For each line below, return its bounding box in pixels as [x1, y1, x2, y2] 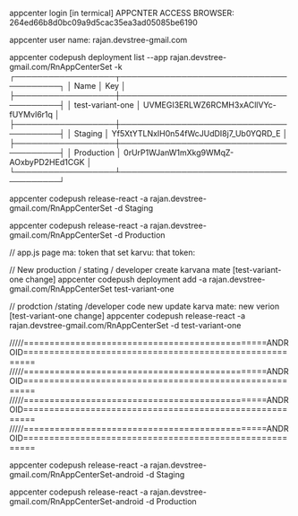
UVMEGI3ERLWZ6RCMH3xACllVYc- [142, 100, 277, 110]
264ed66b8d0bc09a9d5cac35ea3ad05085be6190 [9, 17, 199, 28]
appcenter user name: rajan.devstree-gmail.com [9, 35, 188, 45]
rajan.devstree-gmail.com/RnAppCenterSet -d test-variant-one [9, 320, 242, 330]
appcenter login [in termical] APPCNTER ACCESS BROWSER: [9, 8, 234, 18]
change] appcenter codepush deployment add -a [25, 274, 208, 284]
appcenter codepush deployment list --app [9, 52, 168, 62]
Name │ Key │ [73, 81, 127, 91]
